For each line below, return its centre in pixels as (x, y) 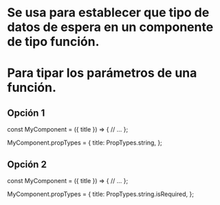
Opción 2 (27, 164)
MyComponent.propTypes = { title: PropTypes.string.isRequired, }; (101, 194)
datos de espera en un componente (110, 27)
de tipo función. (53, 42)
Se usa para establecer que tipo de (108, 13)
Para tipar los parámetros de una (102, 73)
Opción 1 (26, 113)
